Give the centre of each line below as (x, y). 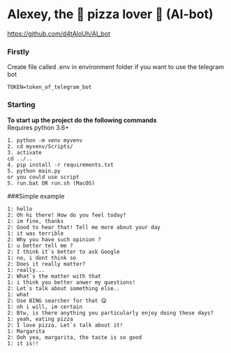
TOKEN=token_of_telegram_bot (50, 87)
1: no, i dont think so (42, 258)
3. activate (24, 152)
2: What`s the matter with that (54, 276)
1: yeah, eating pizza (40, 319)
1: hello (20, 209)
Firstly (18, 52)
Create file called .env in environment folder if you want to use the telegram (116, 67)
